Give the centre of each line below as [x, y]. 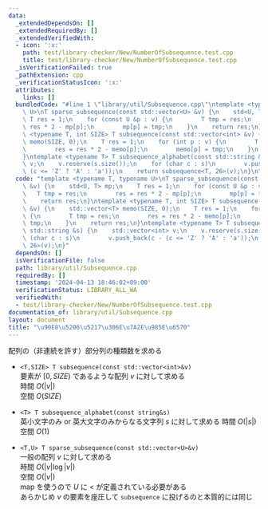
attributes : [35, 90]
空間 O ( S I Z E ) [41, 397]
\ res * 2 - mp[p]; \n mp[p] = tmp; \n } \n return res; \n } [142, 127]
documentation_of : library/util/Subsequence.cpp [91, 312]
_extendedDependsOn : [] [55, 23]
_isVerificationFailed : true [64, 68]
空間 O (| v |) [37, 477]
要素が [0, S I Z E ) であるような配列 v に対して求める [102, 377]
